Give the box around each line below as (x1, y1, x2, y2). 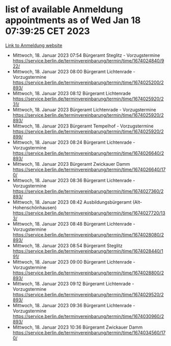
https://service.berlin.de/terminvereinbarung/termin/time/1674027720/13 (12, 210, 165, 216)
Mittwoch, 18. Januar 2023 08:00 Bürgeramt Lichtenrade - (12, 68, 135, 75)
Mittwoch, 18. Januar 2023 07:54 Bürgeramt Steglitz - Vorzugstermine (12, 52, 160, 58)
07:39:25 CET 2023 (5, 26, 90, 37)
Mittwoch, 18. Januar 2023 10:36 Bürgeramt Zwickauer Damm (12, 324, 143, 330)
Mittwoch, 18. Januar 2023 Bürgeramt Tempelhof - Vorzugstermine (12, 123, 154, 129)
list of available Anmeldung (5, 4, 123, 15)
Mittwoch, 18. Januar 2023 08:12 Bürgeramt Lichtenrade (12, 90, 131, 96)
